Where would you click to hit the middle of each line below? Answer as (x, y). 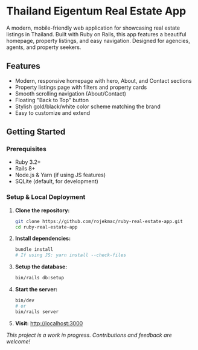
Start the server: (36, 290)
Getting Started (36, 132)
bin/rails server (37, 312)
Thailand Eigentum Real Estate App (96, 11)
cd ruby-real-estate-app (46, 227)
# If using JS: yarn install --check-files (71, 255)
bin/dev (24, 300)
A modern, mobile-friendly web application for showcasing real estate (93, 28)
